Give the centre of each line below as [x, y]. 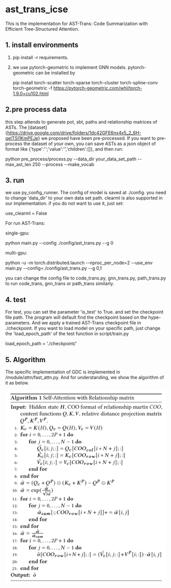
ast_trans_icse [37, 9]
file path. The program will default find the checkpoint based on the [76, 317]
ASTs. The [16, 127]
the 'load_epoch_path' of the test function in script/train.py [67, 334]
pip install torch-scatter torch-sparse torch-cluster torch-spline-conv [85, 82]
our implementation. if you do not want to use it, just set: [65, 203]
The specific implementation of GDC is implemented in [63, 372]
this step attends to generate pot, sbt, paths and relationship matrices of [81, 122]
